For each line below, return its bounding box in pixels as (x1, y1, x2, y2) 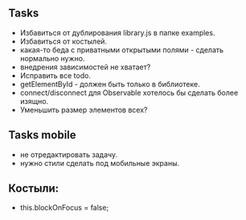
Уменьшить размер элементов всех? (19, 105, 148, 114)
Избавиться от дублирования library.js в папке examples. (19, 27, 215, 37)
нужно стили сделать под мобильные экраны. (19, 158, 180, 168)
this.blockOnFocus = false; (19, 203, 109, 213)
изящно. (19, 96, 49, 106)
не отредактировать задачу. (19, 149, 118, 160)
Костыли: (8, 181, 59, 196)
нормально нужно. (19, 53, 85, 63)
